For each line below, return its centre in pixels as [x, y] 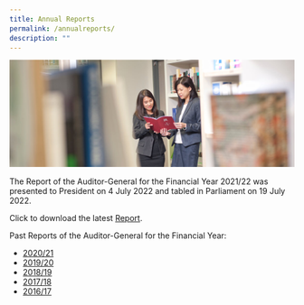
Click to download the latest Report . [76, 217]
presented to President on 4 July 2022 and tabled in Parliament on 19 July [147, 190]
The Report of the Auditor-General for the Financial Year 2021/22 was [139, 181]
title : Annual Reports [52, 19]
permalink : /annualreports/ [62, 28]
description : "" [40, 38]
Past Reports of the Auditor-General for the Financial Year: [118, 236]
